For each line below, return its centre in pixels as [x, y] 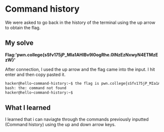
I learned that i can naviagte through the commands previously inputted [77, 119]
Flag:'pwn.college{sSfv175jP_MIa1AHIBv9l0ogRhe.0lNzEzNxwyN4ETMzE [82, 55]
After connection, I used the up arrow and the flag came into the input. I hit [80, 69]
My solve [19, 43]
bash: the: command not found [36, 88]
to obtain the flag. [23, 27]
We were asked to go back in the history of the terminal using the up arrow [80, 22]
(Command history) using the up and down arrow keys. [61, 125]
